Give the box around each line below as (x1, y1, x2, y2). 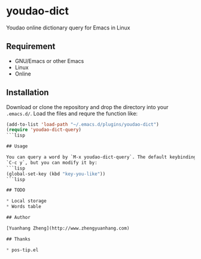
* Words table (6, 204, 42, 210)
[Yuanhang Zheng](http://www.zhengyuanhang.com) (6, 225, 130, 231)
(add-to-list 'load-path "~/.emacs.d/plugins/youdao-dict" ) (6, 121, 160, 127)
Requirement (6, 41, 56, 52)
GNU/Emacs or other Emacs (14, 57, 84, 64)
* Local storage (6, 198, 47, 204)
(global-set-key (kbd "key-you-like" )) (6, 171, 106, 177)
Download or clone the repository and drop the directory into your (6, 103, 169, 110)
